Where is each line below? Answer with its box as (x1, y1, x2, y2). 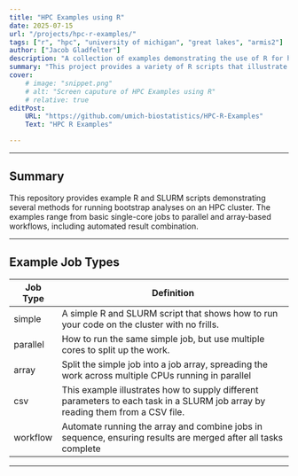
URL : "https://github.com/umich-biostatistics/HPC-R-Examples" (25, 112, 264, 121)
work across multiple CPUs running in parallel (61, 369, 251, 381)
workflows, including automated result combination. (9, 221, 200, 231)
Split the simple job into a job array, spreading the (61, 358, 269, 371)
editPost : (9, 104, 46, 113)
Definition (152, 286, 195, 299)
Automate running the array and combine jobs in (61, 420, 263, 433)
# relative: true (25, 95, 90, 105)
